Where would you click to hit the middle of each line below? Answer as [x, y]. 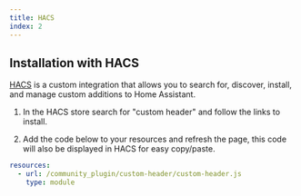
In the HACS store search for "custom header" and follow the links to [151, 112]
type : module [50, 182]
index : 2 [26, 26]
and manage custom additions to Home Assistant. [103, 94]
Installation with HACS [74, 63]
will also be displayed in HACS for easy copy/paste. [119, 149]
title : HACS [32, 18]
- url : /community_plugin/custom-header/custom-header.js [130, 174]
